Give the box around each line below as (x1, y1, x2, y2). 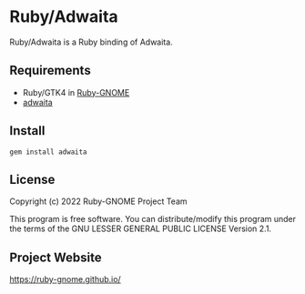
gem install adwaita (9, 147, 88, 157)
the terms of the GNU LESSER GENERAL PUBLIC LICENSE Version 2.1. (9, 223, 271, 234)
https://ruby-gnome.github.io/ (9, 274, 121, 285)
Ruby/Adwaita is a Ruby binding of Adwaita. (9, 36, 173, 47)
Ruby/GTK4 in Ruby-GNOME (22, 86, 130, 97)
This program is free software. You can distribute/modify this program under (9, 214, 297, 225)
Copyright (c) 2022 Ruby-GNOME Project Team (9, 196, 188, 207)
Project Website (9, 249, 102, 265)
